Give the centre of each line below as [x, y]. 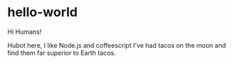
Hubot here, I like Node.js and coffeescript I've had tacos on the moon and [117, 45]
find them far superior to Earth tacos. [62, 53]
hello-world [43, 12]
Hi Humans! [25, 32]
